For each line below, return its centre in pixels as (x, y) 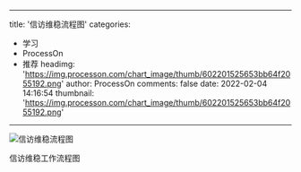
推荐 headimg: (49, 64)
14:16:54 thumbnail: (58, 93)
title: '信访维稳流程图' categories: (70, 24)
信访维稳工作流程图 (45, 158)
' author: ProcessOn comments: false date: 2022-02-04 (164, 83)
